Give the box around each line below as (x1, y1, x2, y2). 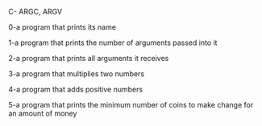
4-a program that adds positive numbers (8, 84, 143, 94)
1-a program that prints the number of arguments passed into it (8, 38, 218, 47)
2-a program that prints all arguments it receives (8, 54, 169, 63)
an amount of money (8, 108, 77, 118)
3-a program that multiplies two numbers (8, 69, 145, 79)
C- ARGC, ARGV (8, 7, 63, 16)
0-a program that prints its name (8, 22, 117, 31)
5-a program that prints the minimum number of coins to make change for (8, 100, 254, 109)
